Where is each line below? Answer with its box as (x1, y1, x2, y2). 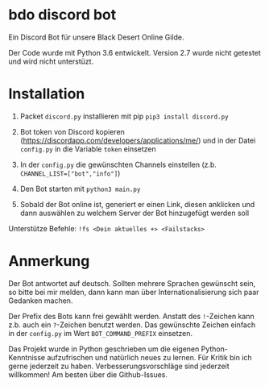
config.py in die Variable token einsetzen (19, 143, 157, 154)
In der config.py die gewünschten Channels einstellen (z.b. (19, 160, 217, 169)
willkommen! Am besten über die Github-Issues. (8, 369, 168, 380)
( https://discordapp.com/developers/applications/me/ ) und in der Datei (19, 135, 256, 145)
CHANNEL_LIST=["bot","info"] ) (19, 168, 121, 178)
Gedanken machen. (8, 296, 73, 305)
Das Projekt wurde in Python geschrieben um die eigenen (8, 344, 200, 354)
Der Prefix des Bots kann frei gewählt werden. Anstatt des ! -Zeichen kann (8, 311, 255, 321)
